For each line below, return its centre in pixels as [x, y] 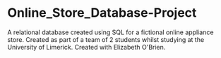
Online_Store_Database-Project [102, 13]
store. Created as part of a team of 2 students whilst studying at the [106, 39]
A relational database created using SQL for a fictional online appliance [110, 32]
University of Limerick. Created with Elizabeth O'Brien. [86, 47]
